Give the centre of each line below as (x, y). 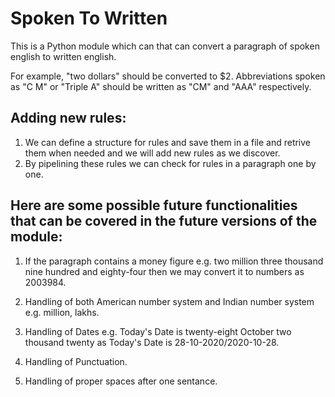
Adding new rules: (68, 118)
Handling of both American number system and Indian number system (169, 301)
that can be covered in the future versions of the (164, 221)
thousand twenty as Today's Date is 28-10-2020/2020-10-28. (152, 342)
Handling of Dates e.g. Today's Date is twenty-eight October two (158, 331)
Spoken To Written (89, 18)
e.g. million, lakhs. (62, 312)
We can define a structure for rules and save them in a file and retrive (168, 142)
